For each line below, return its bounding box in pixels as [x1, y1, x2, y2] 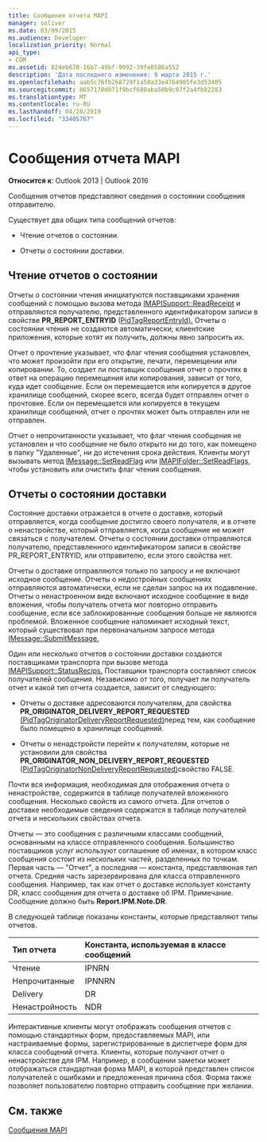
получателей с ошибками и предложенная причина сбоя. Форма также [8, 1073, 252, 1082]
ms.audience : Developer [8, 33, 87, 42]
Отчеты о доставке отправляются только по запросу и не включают [8, 566, 241, 576]
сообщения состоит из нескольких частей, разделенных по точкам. [8, 854, 240, 864]
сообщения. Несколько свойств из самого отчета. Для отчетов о [8, 797, 230, 806]
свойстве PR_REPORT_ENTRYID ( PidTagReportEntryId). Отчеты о [8, 315, 226, 324]
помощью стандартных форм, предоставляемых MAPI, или [8, 1031, 211, 1040]
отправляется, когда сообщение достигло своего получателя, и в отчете [8, 517, 257, 526]
